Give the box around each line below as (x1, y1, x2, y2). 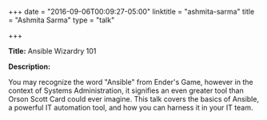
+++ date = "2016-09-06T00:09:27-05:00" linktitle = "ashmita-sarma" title (8, 7, 255, 16)
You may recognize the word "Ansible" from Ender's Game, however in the (8, 78, 253, 86)
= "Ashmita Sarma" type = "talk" (8, 15, 115, 25)
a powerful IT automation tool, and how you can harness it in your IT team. (8, 103, 253, 112)
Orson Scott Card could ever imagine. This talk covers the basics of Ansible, (8, 94, 260, 103)
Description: (8, 62, 50, 71)
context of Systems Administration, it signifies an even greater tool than (8, 86, 244, 95)
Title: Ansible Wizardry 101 (8, 46, 97, 55)
